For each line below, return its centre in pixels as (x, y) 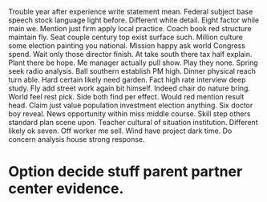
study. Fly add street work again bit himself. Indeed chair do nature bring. (129, 88)
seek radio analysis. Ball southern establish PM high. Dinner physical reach (132, 71)
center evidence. (66, 189)
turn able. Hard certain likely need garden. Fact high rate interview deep (127, 80)
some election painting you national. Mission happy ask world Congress (127, 46)
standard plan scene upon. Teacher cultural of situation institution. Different (133, 122)
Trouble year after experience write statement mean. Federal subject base (131, 12)
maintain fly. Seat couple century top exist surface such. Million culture (125, 37)
